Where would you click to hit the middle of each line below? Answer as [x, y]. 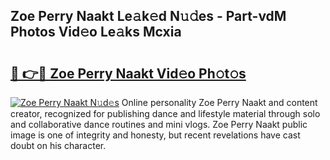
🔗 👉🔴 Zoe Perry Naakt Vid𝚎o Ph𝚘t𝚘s [128, 73]
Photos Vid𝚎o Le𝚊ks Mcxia [96, 32]
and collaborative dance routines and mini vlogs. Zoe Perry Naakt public [159, 124]
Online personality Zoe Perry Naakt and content [219, 102]
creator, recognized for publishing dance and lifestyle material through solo [165, 113]
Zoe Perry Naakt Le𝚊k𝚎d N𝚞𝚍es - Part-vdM [148, 16]
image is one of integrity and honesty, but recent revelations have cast [155, 135]
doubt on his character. [58, 145]
